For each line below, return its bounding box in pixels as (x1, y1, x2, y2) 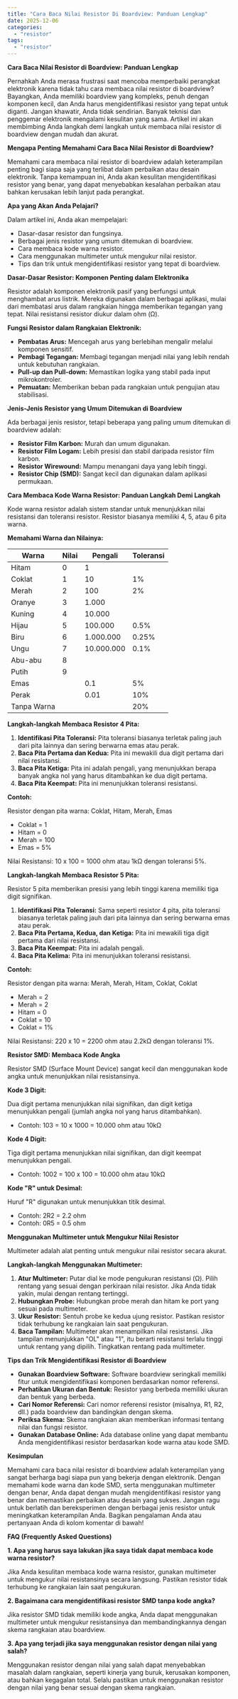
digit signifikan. (7, 892, 52, 900)
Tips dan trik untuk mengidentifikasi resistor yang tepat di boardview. (17, 259, 221, 268)
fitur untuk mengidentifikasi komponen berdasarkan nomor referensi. (17, 1378, 220, 1386)
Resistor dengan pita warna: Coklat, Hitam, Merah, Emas (7, 806, 173, 815)
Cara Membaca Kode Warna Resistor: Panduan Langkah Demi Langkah (7, 491, 221, 499)
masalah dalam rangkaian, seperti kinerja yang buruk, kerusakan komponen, (7, 1668, 231, 1676)
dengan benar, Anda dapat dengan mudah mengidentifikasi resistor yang (7, 1488, 221, 1497)
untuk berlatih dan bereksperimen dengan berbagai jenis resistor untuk (7, 1504, 215, 1512)
